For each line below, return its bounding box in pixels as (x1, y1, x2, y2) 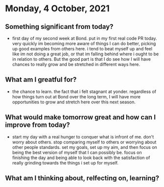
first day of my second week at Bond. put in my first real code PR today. (12, 35, 157, 41)
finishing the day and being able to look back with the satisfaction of (12, 155, 150, 161)
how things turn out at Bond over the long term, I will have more (12, 93, 141, 99)
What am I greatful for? (5, 75, 77, 84)
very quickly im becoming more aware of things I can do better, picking (12, 41, 156, 47)
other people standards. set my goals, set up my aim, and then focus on (12, 144, 158, 150)
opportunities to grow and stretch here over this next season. (12, 99, 136, 105)
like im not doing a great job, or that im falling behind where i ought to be (12, 51, 159, 57)
